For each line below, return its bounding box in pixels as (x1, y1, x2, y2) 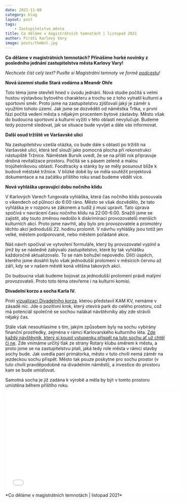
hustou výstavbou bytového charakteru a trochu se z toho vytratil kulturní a (5, 95, 163, 101)
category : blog (5, 12, 38, 17)
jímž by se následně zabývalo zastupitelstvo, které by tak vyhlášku (5, 246, 144, 253)
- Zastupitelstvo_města (14, 26, 65, 32)
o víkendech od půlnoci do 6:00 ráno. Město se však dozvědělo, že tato (5, 199, 155, 205)
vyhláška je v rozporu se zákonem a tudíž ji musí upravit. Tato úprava (5, 204, 149, 210)
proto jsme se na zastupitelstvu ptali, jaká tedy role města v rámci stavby (5, 345, 157, 351)
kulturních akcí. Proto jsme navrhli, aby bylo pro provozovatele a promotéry (5, 221, 162, 227)
